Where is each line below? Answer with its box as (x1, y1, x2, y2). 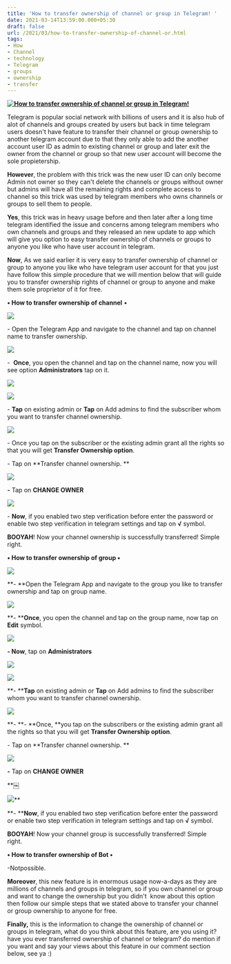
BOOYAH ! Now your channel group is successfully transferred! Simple (7, 830, 207, 838)
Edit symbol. (7, 621, 43, 629)
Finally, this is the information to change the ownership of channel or (7, 920, 203, 929)
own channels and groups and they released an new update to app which (7, 228, 216, 236)
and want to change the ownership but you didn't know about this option (7, 892, 215, 900)
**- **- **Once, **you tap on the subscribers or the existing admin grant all (7, 720, 223, 729)
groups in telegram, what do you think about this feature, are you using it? (7, 927, 217, 936)
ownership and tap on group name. (7, 588, 107, 596)
